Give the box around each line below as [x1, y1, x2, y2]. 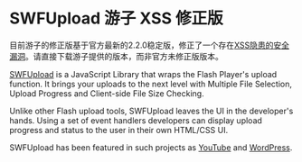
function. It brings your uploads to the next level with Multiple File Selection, [9, 78, 292, 89]
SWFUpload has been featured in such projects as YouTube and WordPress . [9, 141, 293, 153]
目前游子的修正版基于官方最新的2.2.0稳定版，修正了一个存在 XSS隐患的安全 [9, 40, 290, 50]
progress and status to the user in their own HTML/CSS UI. [9, 124, 229, 135]
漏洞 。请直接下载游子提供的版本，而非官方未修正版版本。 [9, 50, 223, 61]
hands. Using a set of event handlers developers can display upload [9, 114, 262, 126]
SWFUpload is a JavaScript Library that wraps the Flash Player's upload [9, 68, 278, 79]
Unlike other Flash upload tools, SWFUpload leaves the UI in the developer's [9, 105, 294, 116]
